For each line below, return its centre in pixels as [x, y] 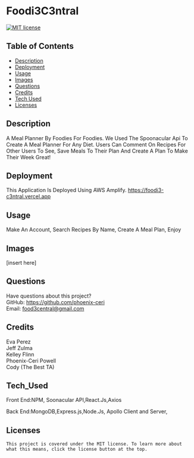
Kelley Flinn [20, 354]
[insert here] [21, 263]
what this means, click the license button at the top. [77, 449]
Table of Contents [40, 46]
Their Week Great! [29, 157]
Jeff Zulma [19, 348]
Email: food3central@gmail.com [45, 308]
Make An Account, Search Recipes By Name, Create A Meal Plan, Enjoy [94, 230]
